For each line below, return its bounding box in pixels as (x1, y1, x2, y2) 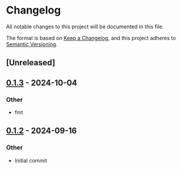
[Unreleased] (6, 58, 56, 68)
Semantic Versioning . (6, 41, 58, 48)
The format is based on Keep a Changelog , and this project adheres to (6, 34, 176, 41)
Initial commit (14, 157, 48, 164)
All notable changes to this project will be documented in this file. (6, 23, 164, 30)
